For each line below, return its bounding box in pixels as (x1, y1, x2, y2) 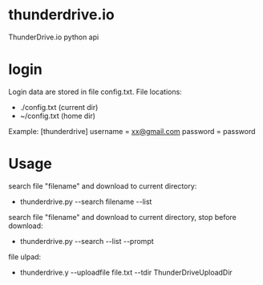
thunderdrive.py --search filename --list (19, 197, 152, 206)
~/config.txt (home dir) (19, 111, 96, 120)
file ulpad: (8, 251, 42, 262)
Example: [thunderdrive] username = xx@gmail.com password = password (8, 126, 256, 136)
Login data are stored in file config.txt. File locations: (8, 87, 182, 96)
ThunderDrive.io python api (8, 32, 99, 42)
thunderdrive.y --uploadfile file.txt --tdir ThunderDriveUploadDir (19, 267, 233, 277)
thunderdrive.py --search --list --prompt (19, 236, 154, 246)
